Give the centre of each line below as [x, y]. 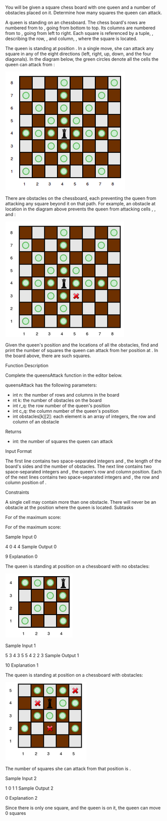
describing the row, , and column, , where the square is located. [71, 38]
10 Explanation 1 [22, 665]
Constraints [17, 492]
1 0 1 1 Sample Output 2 [30, 788]
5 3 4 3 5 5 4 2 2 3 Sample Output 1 [42, 655]
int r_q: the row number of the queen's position [61, 406]
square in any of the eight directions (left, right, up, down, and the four [78, 54]
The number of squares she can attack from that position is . [68, 769]
